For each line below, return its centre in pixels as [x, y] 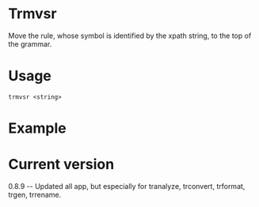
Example [37, 128]
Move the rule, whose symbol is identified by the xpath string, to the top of [130, 36]
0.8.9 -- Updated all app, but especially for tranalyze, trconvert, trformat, [127, 186]
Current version [61, 165]
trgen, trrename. [35, 195]
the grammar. [30, 43]
